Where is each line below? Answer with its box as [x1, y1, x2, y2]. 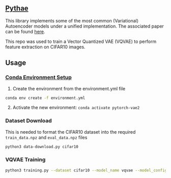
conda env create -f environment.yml [5, 95, 85, 100]
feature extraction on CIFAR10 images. [5, 43, 85, 50]
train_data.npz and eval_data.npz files [5, 134, 88, 140]
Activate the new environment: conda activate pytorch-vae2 [12, 105, 140, 111]
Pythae [5, 4, 29, 13]
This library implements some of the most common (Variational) [5, 17, 139, 23]
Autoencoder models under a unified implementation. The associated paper [5, 23, 164, 29]
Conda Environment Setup [5, 74, 72, 81]
